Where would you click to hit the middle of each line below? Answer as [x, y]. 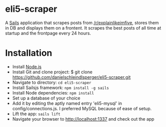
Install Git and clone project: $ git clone [52, 72]
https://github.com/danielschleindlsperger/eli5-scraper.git [71, 77]
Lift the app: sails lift [36, 114]
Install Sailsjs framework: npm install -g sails [60, 88]
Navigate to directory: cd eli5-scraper [52, 82]
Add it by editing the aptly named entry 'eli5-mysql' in [67, 103]
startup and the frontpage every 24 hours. [48, 33]
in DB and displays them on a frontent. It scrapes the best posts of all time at [83, 28]
